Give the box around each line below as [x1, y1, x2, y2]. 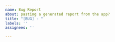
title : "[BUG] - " [5, 16, 43, 21]
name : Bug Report [5, 7, 41, 12]
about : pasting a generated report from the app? [5, 12, 111, 17]
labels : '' [5, 21, 28, 26]
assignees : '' [5, 25, 35, 30]
